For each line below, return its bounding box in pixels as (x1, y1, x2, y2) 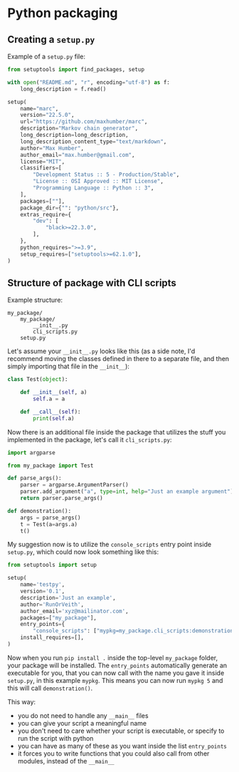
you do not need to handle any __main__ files (17, 711, 149, 720)
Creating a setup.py (7, 33, 95, 46)
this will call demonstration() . (7, 684, 93, 692)
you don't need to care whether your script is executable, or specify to (17, 726, 225, 735)
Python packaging (7, 5, 119, 21)
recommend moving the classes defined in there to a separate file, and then (7, 355, 230, 363)
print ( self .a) (33, 414, 75, 422)
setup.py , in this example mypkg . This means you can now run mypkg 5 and (7, 676, 223, 684)
